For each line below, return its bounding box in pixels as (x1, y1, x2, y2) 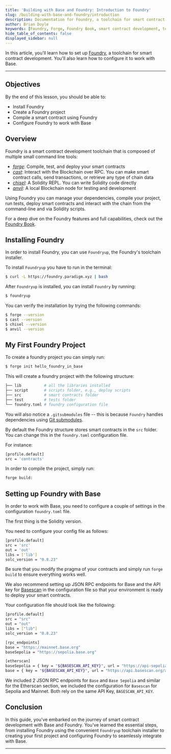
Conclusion (5, 703, 43, 712)
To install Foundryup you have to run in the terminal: (5, 264, 112, 270)
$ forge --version (5, 313, 44, 318)
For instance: (5, 441, 33, 448)
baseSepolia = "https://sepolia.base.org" (5, 650, 97, 655)
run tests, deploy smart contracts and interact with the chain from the (5, 200, 151, 206)
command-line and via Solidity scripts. (5, 206, 86, 212)
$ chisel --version (5, 322, 47, 327)
